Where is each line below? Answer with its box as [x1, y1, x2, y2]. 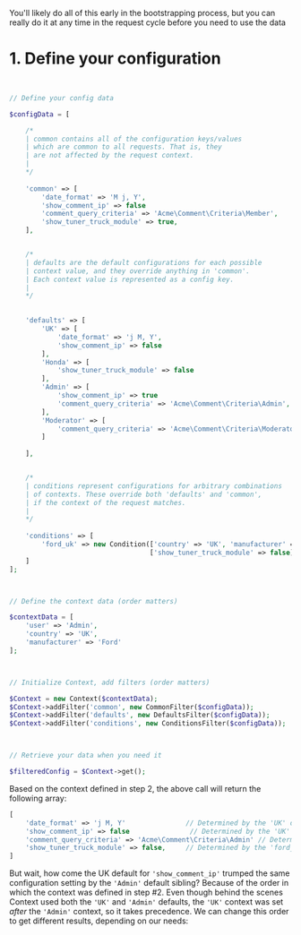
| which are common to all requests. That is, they [25, 142, 222, 151]
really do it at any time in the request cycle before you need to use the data [9, 17, 287, 28]
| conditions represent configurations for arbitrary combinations [25, 481, 282, 491]
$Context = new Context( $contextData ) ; [9, 694, 159, 703]
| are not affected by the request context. [25, 151, 194, 160]
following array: [9, 793, 67, 803]
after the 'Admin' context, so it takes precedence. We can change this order [9, 906, 289, 917]
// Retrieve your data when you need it [9, 751, 163, 760]
